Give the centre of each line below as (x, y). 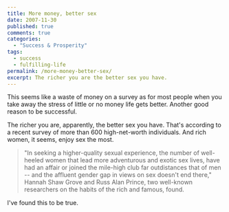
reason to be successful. (42, 112)
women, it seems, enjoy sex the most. (61, 140)
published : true (30, 26)
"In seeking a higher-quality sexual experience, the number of (111, 153)
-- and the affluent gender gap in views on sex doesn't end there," (118, 175)
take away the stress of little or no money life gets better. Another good (108, 105)
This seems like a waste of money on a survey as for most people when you (115, 97)
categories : (24, 39)
